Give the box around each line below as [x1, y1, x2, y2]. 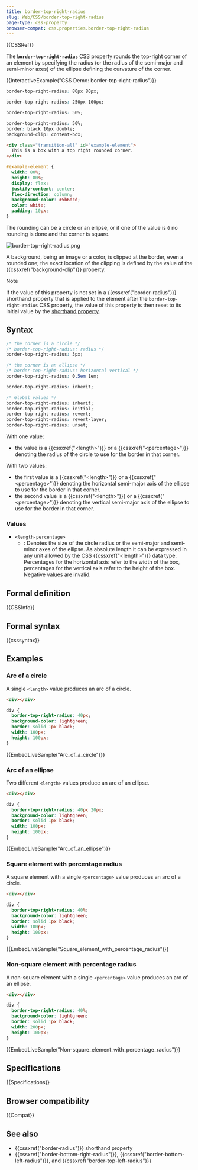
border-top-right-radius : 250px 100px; [6, 99, 105, 105]
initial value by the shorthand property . [6, 307, 100, 314]
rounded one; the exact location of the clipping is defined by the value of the [6, 259, 193, 266]
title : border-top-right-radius [6, 8, 86, 15]
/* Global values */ [6, 394, 57, 400]
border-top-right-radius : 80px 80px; [6, 88, 99, 95]
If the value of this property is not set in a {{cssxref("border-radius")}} [6, 288, 177, 296]
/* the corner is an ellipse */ [6, 362, 86, 368]
